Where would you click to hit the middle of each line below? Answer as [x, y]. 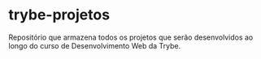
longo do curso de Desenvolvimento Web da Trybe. [95, 45]
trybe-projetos [59, 15]
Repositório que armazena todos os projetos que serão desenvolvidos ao [131, 37]
